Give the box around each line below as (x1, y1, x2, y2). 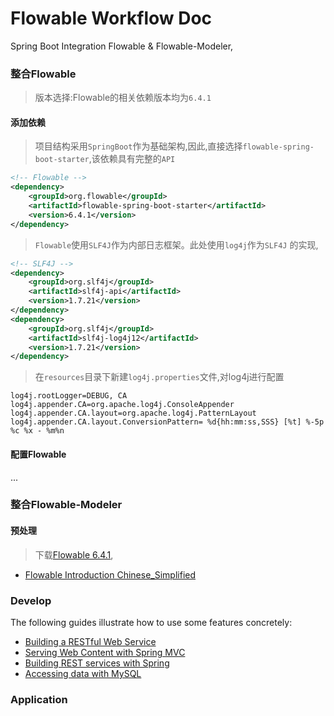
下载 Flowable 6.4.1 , (34, 548, 114, 561)
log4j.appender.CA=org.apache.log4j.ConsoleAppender (10, 400, 235, 410)
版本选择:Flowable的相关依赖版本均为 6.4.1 (34, 92, 212, 104)
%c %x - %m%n (10, 426, 65, 436)
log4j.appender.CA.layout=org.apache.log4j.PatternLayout (10, 408, 257, 419)
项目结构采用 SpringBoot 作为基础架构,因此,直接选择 (34, 140, 243, 152)
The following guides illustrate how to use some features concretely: (10, 616, 293, 628)
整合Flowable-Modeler (10, 498, 123, 512)
